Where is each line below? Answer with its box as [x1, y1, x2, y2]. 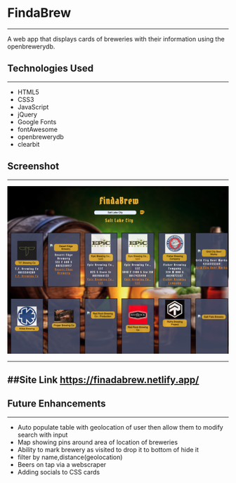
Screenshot [7, 160, 60, 173]
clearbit [17, 140, 40, 148]
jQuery [17, 110, 37, 119]
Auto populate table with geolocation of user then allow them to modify [17, 423, 223, 431]
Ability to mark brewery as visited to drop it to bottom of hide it [17, 445, 199, 454]
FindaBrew [7, 5, 72, 21]
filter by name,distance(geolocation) [17, 453, 123, 461]
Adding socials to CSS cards [17, 468, 100, 476]
